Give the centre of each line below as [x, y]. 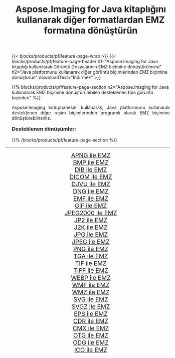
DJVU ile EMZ [91, 184]
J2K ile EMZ [91, 227]
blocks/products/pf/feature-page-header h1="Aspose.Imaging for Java [85, 62]
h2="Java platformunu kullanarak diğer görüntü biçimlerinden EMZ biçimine [90, 72]
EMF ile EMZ [91, 199]
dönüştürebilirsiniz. [32, 118]
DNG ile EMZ [91, 191]
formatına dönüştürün [91, 31]
